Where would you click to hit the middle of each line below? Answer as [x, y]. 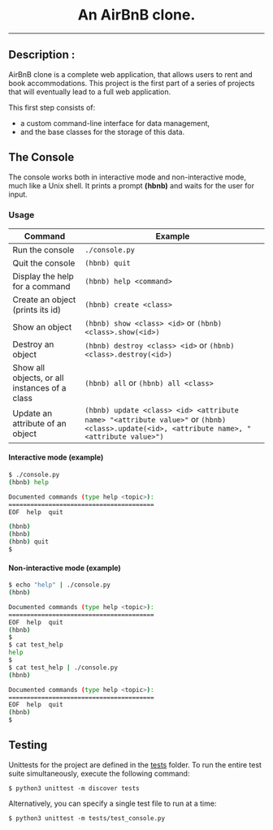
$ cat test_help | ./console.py [63, 668]
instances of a [39, 387]
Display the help [43, 276]
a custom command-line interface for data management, [115, 123]
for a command [41, 286]
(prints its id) [37, 309]
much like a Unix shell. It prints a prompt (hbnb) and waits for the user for [131, 185]
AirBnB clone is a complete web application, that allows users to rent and [131, 74]
